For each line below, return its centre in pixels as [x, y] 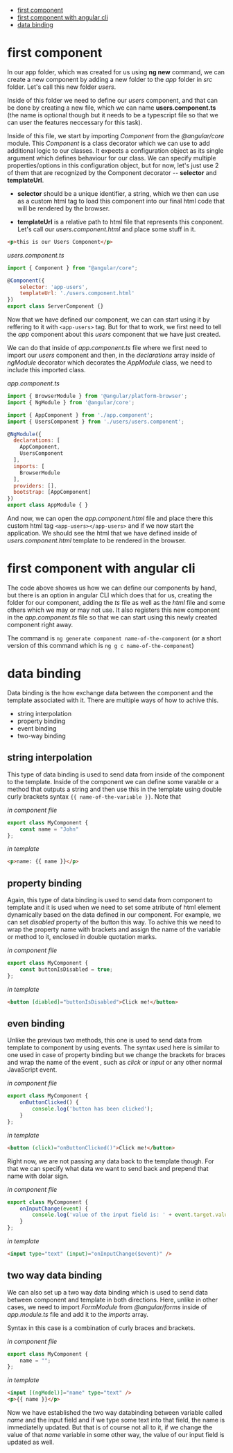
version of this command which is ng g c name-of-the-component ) [101, 646]
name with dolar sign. [38, 1176]
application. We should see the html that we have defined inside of [102, 533]
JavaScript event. [32, 1070]
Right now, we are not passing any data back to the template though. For [111, 1161]
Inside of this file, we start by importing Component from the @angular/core [116, 135]
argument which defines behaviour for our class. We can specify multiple [112, 158]
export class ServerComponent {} [55, 306]
